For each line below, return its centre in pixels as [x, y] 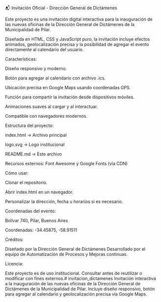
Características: [21, 59]
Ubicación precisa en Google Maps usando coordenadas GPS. [68, 88]
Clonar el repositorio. [26, 182]
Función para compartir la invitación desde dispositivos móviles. [70, 97]
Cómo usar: [17, 173]
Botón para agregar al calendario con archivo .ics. [56, 78]
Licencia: [14, 264]
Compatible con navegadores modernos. [46, 116]
